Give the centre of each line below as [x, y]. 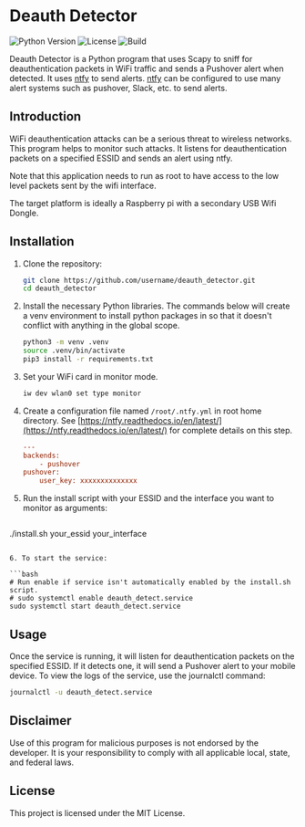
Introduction [46, 116]
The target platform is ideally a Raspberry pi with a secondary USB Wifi [143, 203]
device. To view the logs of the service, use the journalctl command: [137, 675]
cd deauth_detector [60, 288]
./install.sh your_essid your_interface [78, 534]
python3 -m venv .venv [66, 342]
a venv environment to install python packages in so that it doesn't [147, 316]
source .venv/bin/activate [74, 351]
